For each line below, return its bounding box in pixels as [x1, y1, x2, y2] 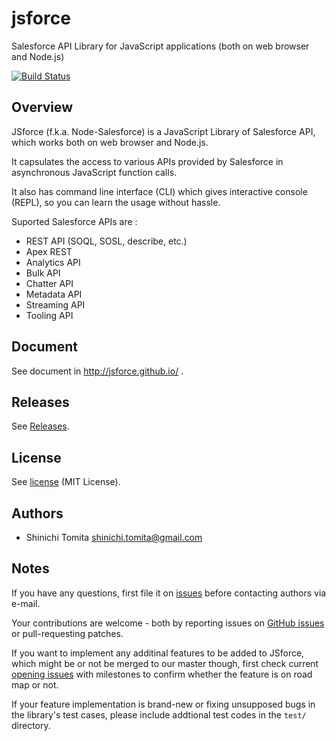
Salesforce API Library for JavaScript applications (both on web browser [11, 40, 310, 52]
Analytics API [25, 256, 81, 268]
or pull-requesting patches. [11, 627, 124, 639]
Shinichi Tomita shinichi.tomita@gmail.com [25, 532, 203, 543]
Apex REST [25, 245, 73, 257]
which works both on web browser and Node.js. [11, 136, 209, 148]
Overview [11, 99, 74, 116]
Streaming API [25, 298, 86, 311]
